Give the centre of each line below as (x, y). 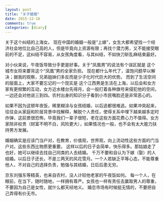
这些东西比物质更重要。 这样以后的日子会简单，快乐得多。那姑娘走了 (87, 146)
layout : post (18, 10)
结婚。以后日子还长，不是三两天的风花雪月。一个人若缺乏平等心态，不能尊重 (82, 159)
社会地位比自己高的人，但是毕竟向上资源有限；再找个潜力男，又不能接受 (82, 48)
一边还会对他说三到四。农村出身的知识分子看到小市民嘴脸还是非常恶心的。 (80, 95)
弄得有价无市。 (24, 194)
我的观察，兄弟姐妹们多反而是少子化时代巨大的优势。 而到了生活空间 (87, 77)
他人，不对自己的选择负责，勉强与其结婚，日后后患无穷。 (63, 165)
